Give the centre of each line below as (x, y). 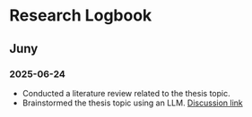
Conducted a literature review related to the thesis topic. (126, 93)
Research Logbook (81, 16)
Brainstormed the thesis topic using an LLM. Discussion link (133, 103)
